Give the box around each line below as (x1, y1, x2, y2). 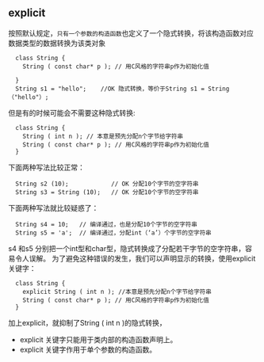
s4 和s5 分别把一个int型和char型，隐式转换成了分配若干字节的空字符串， (8, 243, 246, 253)
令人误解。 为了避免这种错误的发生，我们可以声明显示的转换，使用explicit (14, 253, 256, 263)
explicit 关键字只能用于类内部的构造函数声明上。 (19, 334, 178, 344)
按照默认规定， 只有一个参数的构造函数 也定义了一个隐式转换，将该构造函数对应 (8, 28, 254, 38)
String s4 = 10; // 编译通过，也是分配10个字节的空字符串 (15, 220, 198, 228)
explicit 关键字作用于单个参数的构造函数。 (19, 345, 157, 354)
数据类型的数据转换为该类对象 (8, 38, 105, 48)
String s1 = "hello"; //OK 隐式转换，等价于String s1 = (15, 85, 205, 93)
